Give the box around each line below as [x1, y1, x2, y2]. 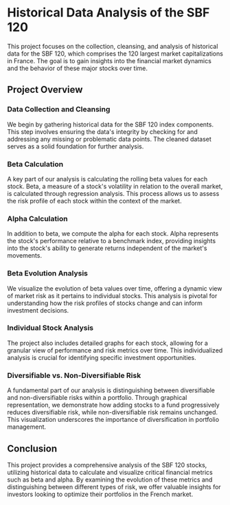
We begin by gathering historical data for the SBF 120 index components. [7, 120, 214, 128]
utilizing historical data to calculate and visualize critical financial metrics [7, 468, 213, 476]
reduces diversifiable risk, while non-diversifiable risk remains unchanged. [7, 408, 218, 416]
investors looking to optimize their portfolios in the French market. [7, 490, 194, 498]
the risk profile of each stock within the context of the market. [7, 197, 182, 205]
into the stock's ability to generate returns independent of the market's [7, 244, 207, 252]
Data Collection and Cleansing [7, 104, 111, 114]
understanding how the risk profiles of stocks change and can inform [7, 299, 203, 307]
